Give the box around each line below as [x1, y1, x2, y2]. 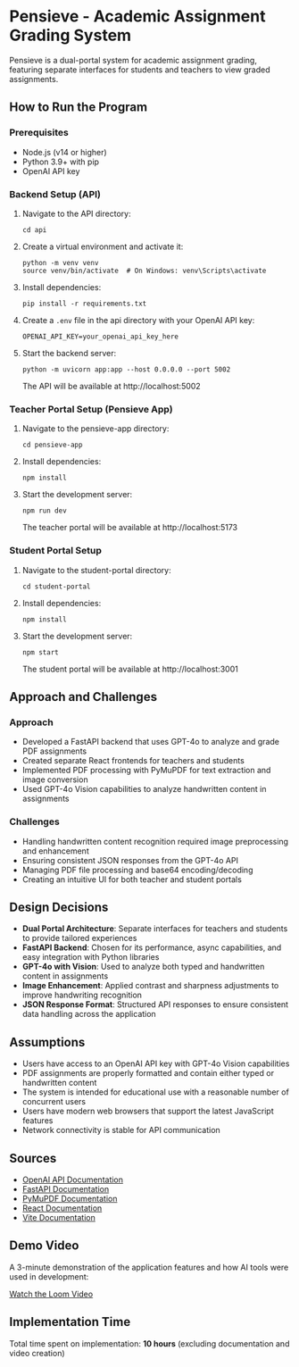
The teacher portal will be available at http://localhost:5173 [21, 522, 238, 533]
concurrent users [21, 1096, 87, 1107]
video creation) [9, 1347, 65, 1358]
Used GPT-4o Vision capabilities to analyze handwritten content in [21, 784, 267, 795]
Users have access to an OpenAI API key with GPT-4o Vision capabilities [21, 1058, 290, 1069]
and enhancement [21, 846, 89, 856]
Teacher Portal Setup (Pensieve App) [9, 403, 173, 415]
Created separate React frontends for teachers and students [21, 755, 245, 766]
